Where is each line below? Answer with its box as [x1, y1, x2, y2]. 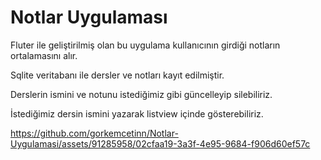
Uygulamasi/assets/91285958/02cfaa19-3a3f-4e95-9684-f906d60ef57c [10, 137, 311, 150]
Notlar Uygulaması [10, 6, 168, 29]
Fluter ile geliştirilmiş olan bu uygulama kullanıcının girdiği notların [10, 39, 281, 51]
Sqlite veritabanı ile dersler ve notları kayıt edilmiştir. [10, 69, 225, 81]
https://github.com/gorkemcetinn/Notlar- [10, 127, 179, 139]
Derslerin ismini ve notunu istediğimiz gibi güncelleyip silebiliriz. [10, 88, 273, 100]
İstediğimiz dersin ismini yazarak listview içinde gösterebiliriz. [10, 107, 264, 120]
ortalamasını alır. [10, 49, 78, 61]
